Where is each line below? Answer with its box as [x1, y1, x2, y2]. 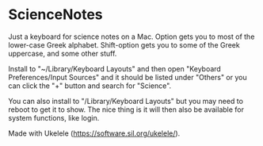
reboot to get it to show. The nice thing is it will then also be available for [8, 105, 244, 114]
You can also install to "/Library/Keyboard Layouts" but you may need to [8, 96, 244, 106]
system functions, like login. [8, 113, 100, 122]
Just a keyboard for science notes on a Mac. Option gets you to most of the [8, 32, 255, 41]
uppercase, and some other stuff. [8, 48, 117, 58]
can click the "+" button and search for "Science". [8, 81, 172, 90]
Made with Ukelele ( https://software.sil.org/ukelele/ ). [8, 129, 181, 138]
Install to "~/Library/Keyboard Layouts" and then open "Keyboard [8, 63, 222, 73]
